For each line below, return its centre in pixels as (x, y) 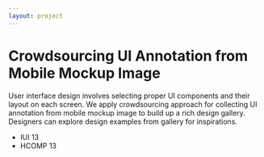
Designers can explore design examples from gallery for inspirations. (123, 121)
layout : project (36, 16)
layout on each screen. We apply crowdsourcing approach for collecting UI (133, 104)
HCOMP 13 (38, 146)
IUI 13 (29, 137)
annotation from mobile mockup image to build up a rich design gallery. (127, 112)
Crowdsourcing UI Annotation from (128, 55)
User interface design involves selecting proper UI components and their (129, 95)
